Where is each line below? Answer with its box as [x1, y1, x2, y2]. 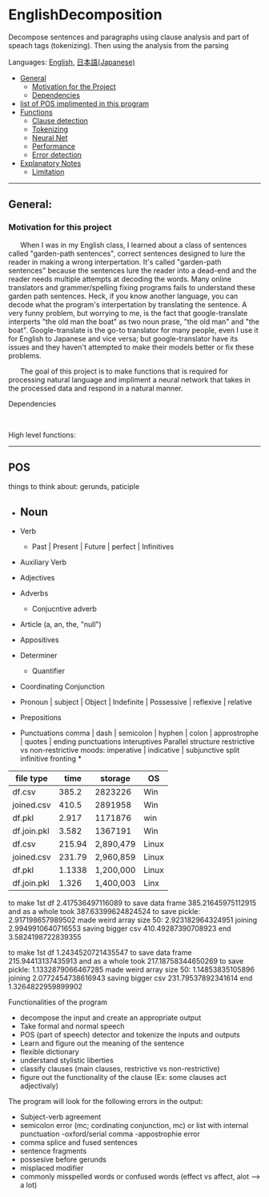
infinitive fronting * [19, 754, 82, 763]
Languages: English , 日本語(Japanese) [8, 57, 136, 67]
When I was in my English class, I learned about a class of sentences [19, 240, 247, 249]
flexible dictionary [19, 1047, 80, 1057]
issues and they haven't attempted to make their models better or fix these [8, 342, 255, 352]
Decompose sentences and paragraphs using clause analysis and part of [8, 32, 250, 42]
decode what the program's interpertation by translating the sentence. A [8, 299, 247, 309]
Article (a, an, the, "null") [19, 620, 102, 629]
